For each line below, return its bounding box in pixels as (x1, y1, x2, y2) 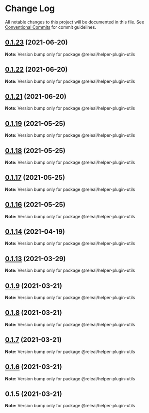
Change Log (5, 3, 55, 14)
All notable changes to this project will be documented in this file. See (5, 19, 145, 25)
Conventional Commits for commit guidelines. (5, 24, 96, 30)
